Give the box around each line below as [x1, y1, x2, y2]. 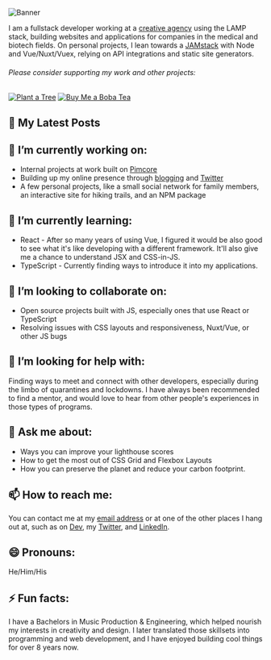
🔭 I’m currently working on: [8, 143, 148, 157]
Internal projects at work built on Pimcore [19, 165, 157, 174]
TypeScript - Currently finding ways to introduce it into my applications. [19, 261, 258, 270]
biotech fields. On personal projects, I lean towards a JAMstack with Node [8, 40, 255, 50]
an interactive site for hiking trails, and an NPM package [19, 190, 206, 200]
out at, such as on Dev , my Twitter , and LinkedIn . [8, 522, 170, 532]
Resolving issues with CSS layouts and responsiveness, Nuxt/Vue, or [19, 323, 250, 332]
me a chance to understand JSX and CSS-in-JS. [19, 253, 181, 262]
